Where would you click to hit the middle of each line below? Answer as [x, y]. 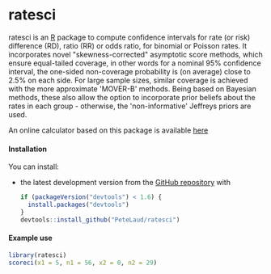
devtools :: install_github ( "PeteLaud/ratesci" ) [100, 220]
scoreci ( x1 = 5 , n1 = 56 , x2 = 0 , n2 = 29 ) [83, 263]
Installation [28, 149]
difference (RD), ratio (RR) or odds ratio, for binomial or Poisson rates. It [128, 45]
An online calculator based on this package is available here [108, 130]
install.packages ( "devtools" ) [78, 205]
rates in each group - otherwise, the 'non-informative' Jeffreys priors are [130, 106]
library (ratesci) [38, 255]
